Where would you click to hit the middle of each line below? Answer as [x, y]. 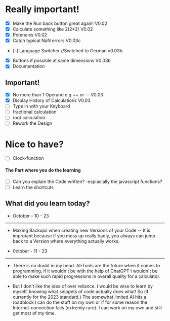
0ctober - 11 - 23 [30, 251]
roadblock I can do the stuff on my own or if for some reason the [80, 302]
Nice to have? [35, 144]
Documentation [29, 66]
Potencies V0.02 [30, 35]
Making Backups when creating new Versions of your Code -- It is [81, 230]
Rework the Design [32, 123]
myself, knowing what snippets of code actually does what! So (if [80, 291]
